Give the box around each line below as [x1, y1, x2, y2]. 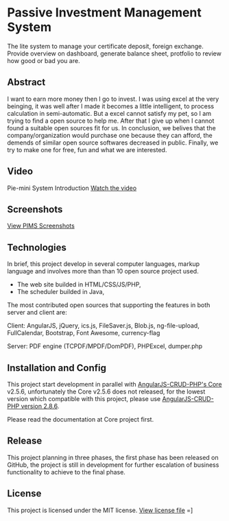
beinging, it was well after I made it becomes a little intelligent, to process [7, 101, 215, 110]
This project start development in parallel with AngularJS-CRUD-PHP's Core [7, 380, 222, 388]
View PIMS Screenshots [7, 221, 75, 230]
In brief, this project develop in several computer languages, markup [7, 260, 200, 268]
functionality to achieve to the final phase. [7, 468, 125, 476]
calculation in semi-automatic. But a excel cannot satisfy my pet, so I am [7, 109, 211, 117]
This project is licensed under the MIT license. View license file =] [7, 506, 193, 514]
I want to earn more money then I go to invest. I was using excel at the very [7, 95, 219, 103]
